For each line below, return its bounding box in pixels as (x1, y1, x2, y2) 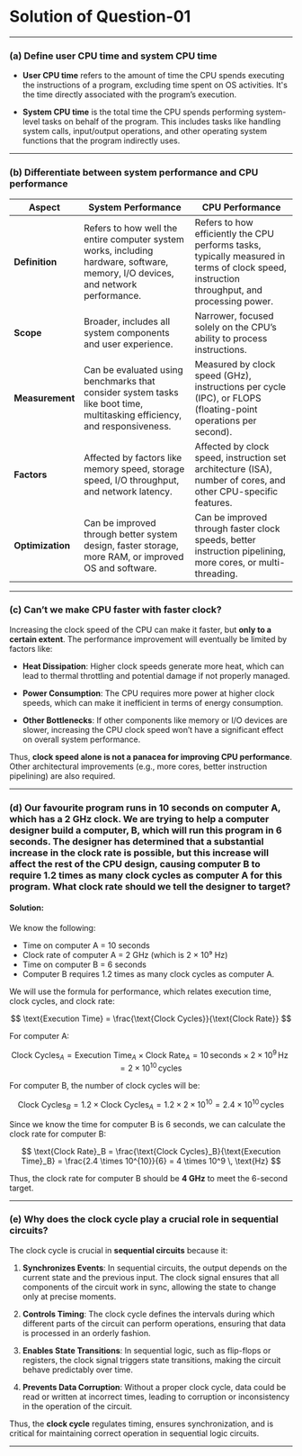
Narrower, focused (194, 309, 274, 321)
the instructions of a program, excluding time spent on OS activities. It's (22, 79, 288, 91)
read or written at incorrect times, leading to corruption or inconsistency (22, 1391, 290, 1402)
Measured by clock (194, 357, 276, 370)
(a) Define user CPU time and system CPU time (9, 50, 218, 62)
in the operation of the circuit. (22, 1400, 133, 1411)
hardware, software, (84, 255, 169, 267)
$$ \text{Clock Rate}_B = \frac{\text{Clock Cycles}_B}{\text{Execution (21, 1145, 281, 1156)
